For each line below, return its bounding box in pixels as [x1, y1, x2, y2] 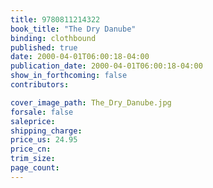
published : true [10, 42, 78, 53]
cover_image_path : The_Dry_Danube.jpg [10, 97, 172, 108]
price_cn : [10, 144, 52, 155]
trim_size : [10, 154, 56, 164]
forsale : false [10, 107, 74, 117]
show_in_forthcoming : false [10, 71, 128, 81]
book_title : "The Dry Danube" [10, 24, 137, 34]
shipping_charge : [10, 126, 83, 136]
